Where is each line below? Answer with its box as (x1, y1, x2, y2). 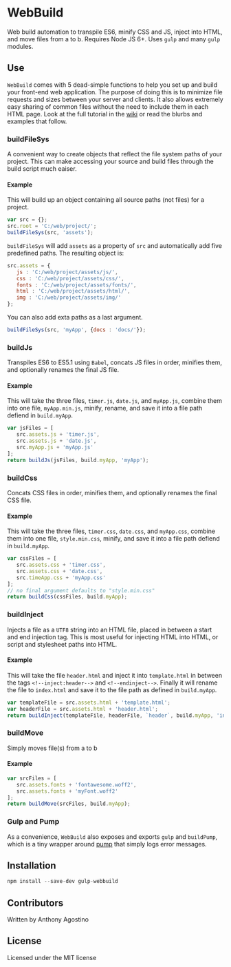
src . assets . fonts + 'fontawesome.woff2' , (16, 781, 137, 788)
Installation (7, 860, 56, 871)
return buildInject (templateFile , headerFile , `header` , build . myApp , (7, 711, 214, 719)
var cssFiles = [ (7, 555, 57, 562)
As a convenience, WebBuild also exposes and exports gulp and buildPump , (7, 832, 218, 841)
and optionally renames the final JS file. (7, 366, 119, 374)
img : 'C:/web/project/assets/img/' (16, 294, 122, 301)
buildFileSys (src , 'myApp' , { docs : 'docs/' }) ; (7, 326, 146, 333)
